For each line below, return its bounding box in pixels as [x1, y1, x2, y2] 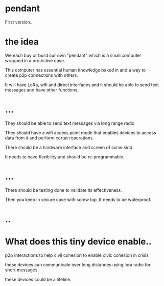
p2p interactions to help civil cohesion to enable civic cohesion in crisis [5, 252, 149, 258]
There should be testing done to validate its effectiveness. [5, 187, 122, 193]
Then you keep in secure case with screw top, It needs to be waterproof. [5, 197, 152, 202]
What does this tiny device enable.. [5, 236, 152, 247]
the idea [5, 36, 39, 47]
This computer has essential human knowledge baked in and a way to [5, 67, 146, 73]
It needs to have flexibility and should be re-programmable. [5, 154, 125, 159]
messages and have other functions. [5, 87, 79, 93]
